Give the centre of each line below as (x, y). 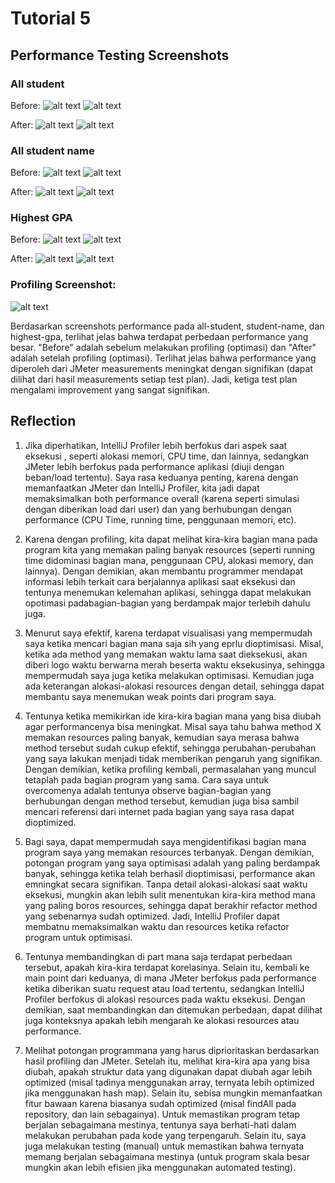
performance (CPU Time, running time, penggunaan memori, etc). (160, 519)
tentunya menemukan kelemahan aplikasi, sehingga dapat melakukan (168, 592)
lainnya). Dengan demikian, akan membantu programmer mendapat (164, 571)
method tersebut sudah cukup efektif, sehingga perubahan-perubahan (170, 748)
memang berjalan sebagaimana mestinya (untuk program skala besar (167, 1156)
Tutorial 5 (51, 18)
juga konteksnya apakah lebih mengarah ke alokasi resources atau (162, 1020)
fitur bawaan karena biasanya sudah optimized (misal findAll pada (160, 1103)
